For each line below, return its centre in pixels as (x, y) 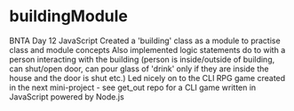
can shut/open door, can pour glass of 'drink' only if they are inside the (139, 69)
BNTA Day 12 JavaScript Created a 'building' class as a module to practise (145, 41)
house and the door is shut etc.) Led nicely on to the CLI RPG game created (147, 78)
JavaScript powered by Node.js (67, 96)
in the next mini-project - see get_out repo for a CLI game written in (133, 87)
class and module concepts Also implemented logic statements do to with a (147, 49)
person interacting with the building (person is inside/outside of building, (142, 59)
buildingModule (69, 16)
